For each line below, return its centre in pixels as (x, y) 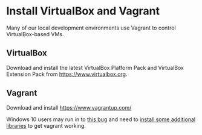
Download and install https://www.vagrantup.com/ (69, 107)
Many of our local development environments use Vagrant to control (91, 28)
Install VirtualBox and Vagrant (83, 11)
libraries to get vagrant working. (46, 125)
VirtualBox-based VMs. (35, 34)
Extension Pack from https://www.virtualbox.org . (67, 74)
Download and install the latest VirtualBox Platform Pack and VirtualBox (95, 67)
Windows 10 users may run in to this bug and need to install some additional (101, 119)
